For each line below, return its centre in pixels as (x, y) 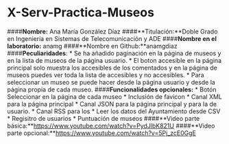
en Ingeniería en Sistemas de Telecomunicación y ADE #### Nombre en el (112, 38)
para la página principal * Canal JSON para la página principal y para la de (112, 104)
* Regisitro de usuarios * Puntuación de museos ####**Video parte (104, 118)
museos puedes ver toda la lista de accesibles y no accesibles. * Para (106, 75)
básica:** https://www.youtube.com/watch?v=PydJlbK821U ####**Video (111, 126)
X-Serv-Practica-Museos (81, 13)
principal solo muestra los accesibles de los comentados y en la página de (112, 68)
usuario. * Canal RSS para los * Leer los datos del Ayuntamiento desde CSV (114, 111)
